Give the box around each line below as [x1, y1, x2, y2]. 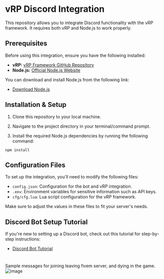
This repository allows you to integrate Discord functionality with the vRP [5, 20, 154, 26]
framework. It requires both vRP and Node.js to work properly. [5, 25, 132, 31]
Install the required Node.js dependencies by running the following [12, 133, 148, 139]
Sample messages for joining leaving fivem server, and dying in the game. [5, 263, 156, 269]
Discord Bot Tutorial [12, 245, 53, 252]
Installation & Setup [5, 101, 67, 109]
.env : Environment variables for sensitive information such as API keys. [12, 189, 157, 195]
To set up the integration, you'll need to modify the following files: [5, 174, 139, 180]
